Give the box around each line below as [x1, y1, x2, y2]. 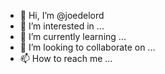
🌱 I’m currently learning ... [19, 31, 127, 42]
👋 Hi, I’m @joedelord [19, 10, 105, 21]
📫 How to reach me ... [19, 53, 113, 64]
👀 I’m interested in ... [19, 20, 105, 32]
